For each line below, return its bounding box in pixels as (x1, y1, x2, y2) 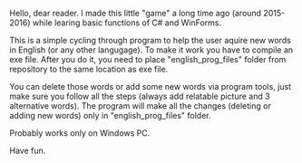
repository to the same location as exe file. (9, 63, 169, 74)
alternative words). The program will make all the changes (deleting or (9, 101, 272, 111)
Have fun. (9, 145, 46, 156)
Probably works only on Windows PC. (9, 128, 151, 139)
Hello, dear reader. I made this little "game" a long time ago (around (9, 8, 261, 18)
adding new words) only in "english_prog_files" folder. (9, 110, 211, 120)
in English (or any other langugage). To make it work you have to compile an (9, 44, 294, 55)
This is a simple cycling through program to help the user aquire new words (9, 35, 292, 45)
